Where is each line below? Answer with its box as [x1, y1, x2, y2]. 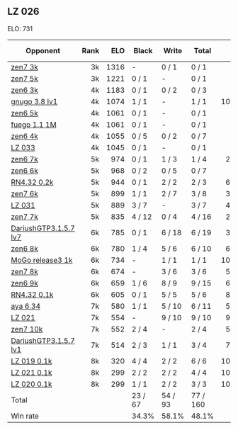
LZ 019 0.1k [11, 356, 52, 366]
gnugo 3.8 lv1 [11, 96, 58, 106]
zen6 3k [11, 85, 39, 95]
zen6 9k [11, 278, 39, 288]
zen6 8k [11, 244, 39, 254]
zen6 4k [11, 131, 39, 141]
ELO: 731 [7, 24, 33, 33]
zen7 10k [11, 324, 43, 334]
